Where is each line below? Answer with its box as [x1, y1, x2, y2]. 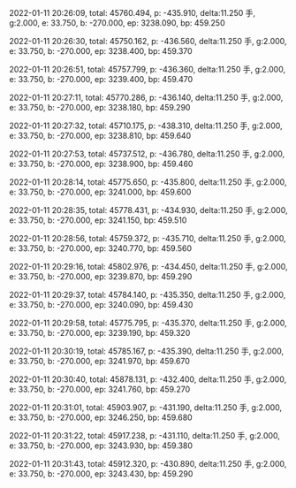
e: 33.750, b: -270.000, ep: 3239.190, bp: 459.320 [9, 328, 191, 338]
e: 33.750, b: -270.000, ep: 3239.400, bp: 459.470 [9, 74, 194, 84]
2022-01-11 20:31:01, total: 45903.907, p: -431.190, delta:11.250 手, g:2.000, [9, 402, 283, 413]
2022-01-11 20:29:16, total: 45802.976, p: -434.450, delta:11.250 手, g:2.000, [9, 262, 288, 271]
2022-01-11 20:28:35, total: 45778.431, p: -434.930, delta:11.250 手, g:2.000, [9, 205, 288, 215]
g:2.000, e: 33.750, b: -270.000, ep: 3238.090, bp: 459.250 [9, 18, 225, 28]
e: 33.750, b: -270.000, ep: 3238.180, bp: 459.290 [9, 103, 191, 112]
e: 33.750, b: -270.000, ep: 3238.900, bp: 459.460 [9, 158, 194, 169]
